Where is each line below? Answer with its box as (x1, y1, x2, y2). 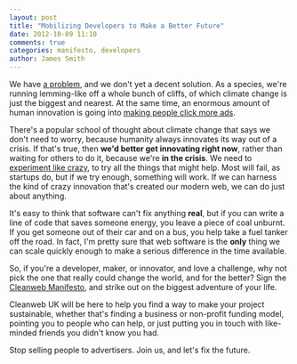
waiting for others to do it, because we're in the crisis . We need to (9, 153, 253, 163)
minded (9, 328, 37, 338)
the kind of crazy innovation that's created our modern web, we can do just (9, 182, 285, 191)
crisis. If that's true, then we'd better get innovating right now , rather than (9, 143, 283, 154)
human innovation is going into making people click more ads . (9, 108, 236, 117)
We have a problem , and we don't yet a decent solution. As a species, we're (9, 79, 287, 89)
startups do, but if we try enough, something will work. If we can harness (9, 172, 277, 182)
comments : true (9, 37, 66, 47)
